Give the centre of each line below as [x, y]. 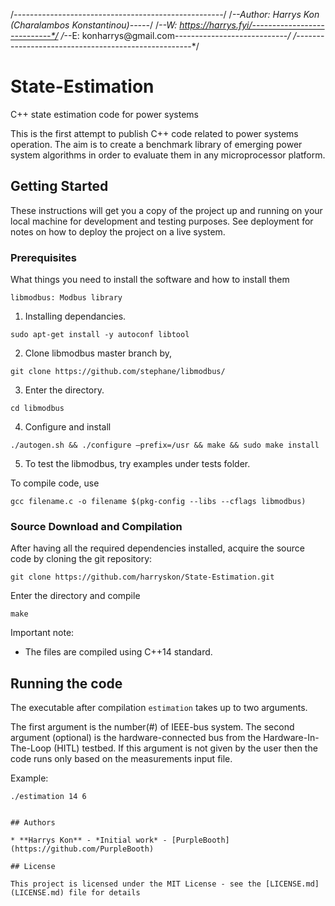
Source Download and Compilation [96, 526]
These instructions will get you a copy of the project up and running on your [166, 210]
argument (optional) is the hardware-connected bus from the [136, 738]
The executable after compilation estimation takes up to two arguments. [159, 708]
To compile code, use [55, 483]
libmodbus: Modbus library [66, 298]
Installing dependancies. [75, 316]
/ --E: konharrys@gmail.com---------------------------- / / [178, 35]
